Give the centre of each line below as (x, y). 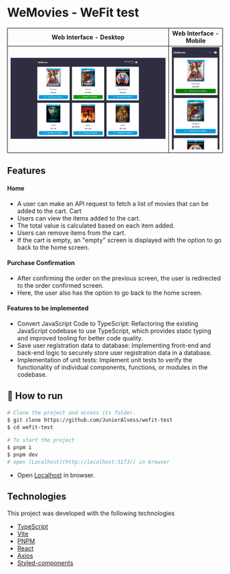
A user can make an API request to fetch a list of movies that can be (113, 203)
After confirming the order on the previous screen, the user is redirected (119, 278)
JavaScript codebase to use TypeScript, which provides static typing (114, 331)
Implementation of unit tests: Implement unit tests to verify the (105, 360)
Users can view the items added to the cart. (79, 218)
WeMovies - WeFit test (73, 13)
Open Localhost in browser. (56, 475)
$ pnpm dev (23, 455)
